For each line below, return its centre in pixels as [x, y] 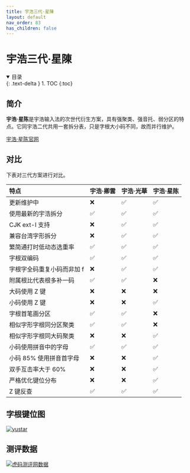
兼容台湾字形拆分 [33, 236]
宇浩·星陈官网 [23, 139]
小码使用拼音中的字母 [39, 347]
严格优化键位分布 [33, 380]
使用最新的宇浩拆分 [36, 213]
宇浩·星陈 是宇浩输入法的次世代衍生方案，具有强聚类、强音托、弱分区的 [93, 119]
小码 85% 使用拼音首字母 [44, 358]
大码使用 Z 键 [28, 291]
